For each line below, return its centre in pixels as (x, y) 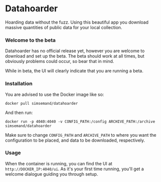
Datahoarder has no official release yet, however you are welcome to (75, 51)
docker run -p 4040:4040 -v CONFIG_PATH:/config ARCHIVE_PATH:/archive (80, 121)
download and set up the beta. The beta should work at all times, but (75, 56)
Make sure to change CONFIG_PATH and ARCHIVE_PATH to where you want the (81, 135)
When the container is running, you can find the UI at (59, 163)
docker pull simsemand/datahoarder (42, 103)
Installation (19, 84)
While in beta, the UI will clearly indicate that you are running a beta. (74, 71)
